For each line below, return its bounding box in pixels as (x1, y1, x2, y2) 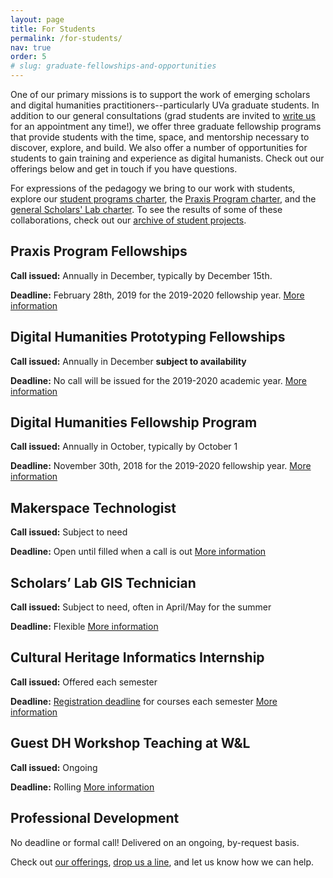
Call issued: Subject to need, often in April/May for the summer (10, 601, 272, 613)
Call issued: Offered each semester (10, 676, 158, 688)
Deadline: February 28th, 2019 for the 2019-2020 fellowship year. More (10, 289, 305, 301)
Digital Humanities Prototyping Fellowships (10, 329, 286, 346)
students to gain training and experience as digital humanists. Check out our (10, 152, 325, 164)
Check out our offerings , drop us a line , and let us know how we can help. (10, 856, 315, 868)
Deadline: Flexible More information (10, 621, 159, 633)
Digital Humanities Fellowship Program (10, 414, 258, 431)
